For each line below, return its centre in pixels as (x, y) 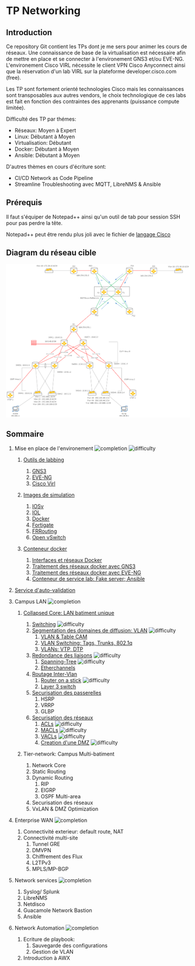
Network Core (49, 765)
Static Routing (49, 771)
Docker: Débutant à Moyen (47, 149)
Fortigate (43, 525)
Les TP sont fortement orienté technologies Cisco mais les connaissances (95, 89)
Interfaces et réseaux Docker (67, 560)
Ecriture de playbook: (49, 939)
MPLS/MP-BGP (50, 869)
